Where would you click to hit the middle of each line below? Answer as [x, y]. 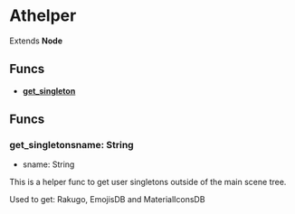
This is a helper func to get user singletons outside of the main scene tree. [148, 182]
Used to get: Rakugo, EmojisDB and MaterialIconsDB [107, 200]
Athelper [43, 16]
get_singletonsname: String [71, 145]
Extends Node [36, 41]
